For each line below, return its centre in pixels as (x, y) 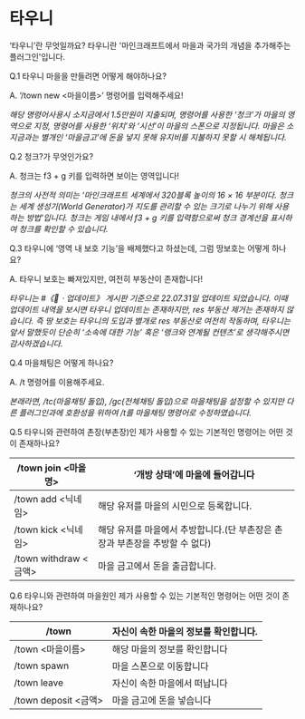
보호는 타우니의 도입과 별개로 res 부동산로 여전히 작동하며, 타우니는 (173, 321)
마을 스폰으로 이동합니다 (161, 666)
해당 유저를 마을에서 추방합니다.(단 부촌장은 (185, 530)
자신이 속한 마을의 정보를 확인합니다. (185, 631)
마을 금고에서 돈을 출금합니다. (157, 566)
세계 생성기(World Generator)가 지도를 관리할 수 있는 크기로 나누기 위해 (146, 206)
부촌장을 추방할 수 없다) (164, 543)
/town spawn (42, 666)
